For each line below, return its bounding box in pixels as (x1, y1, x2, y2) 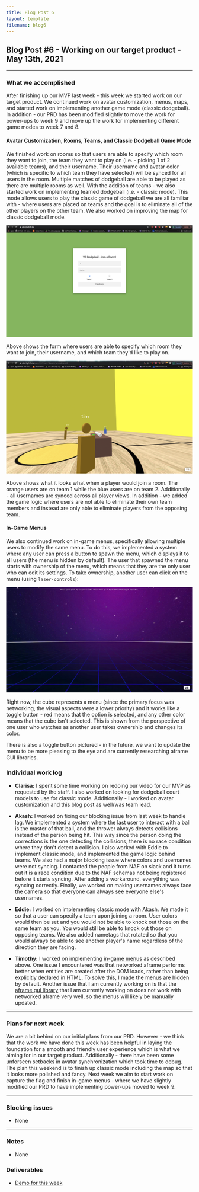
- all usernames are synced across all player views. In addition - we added (6, 492, 188, 499)
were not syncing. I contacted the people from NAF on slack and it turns (14, 862, 191, 870)
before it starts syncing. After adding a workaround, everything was (14, 875, 180, 883)
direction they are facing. (14, 943, 76, 951)
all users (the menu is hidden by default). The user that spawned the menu (6, 557, 188, 564)
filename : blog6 (6, 22, 46, 28)
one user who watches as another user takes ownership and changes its (6, 723, 183, 730)
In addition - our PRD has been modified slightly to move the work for (6, 111, 175, 118)
